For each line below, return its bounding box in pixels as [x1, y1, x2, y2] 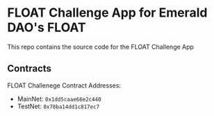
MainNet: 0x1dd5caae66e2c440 [17, 94, 102, 103]
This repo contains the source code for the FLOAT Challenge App [7, 42, 195, 51]
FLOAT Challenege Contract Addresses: [7, 81, 122, 90]
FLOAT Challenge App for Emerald [7, 5, 208, 21]
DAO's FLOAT [7, 19, 86, 35]
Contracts [7, 63, 52, 74]
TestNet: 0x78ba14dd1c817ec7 [17, 102, 99, 110]
